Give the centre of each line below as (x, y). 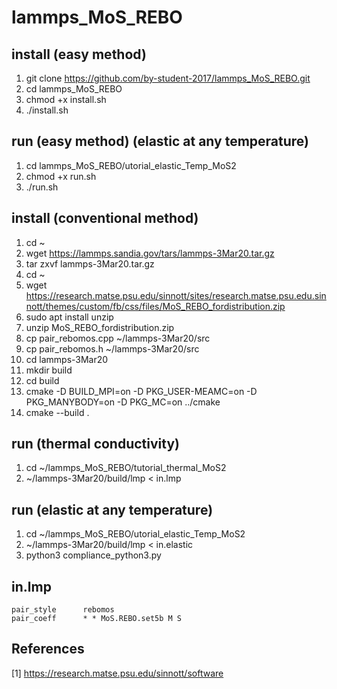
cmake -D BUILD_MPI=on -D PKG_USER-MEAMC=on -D (141, 391)
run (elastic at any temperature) (112, 509)
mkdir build (49, 370)
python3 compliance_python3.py (93, 555)
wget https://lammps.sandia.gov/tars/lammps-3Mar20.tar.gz (150, 253)
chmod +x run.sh (61, 176)
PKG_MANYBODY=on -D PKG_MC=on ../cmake (123, 402)
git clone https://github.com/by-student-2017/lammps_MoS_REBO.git (168, 78)
